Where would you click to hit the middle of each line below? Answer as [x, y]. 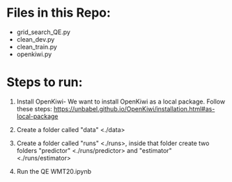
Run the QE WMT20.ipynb [54, 171]
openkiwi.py [34, 54]
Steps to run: [45, 82]
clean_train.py [37, 47]
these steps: [34, 108]
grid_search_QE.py [44, 32]
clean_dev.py [36, 39]
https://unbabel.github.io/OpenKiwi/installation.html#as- [134, 108]
